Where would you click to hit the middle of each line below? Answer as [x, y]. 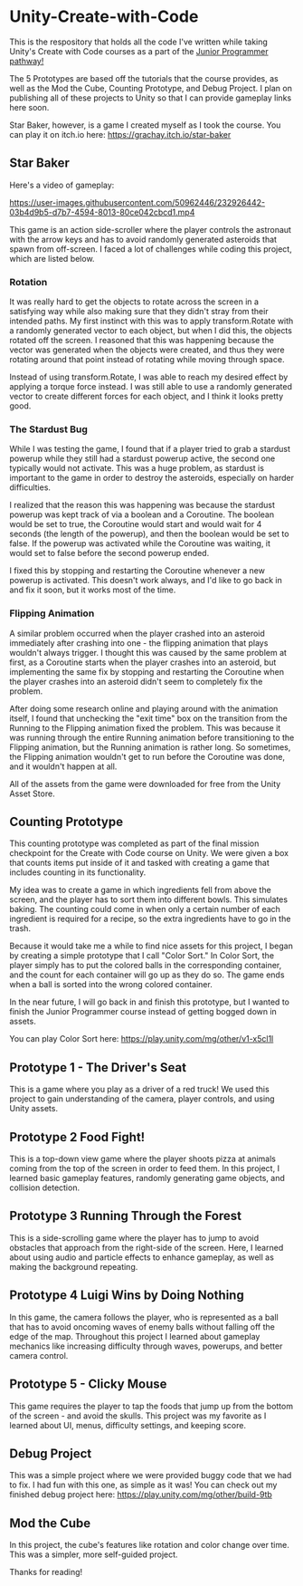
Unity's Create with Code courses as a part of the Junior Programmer [139, 51]
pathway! [27, 61]
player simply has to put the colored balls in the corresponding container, [146, 966]
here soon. [29, 107]
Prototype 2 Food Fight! [77, 1137]
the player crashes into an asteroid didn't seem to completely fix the [136, 681]
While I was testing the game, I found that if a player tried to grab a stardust [150, 449]
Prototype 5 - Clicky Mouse [88, 1384]
